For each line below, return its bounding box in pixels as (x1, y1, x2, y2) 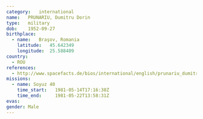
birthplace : (6, 31, 36, 37)
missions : (6, 76, 31, 82)
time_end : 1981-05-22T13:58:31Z (17, 93, 110, 99)
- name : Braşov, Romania (11, 37, 80, 43)
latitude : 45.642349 (17, 43, 74, 49)
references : (6, 64, 36, 71)
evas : (6, 98, 20, 104)
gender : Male (6, 103, 39, 110)
